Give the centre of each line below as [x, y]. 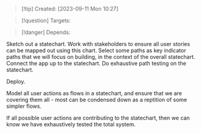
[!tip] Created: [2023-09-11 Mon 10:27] [70, 9]
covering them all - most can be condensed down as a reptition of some [97, 100]
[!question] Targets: [46, 20]
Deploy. [16, 82]
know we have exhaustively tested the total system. [71, 124]
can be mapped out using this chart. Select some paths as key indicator [96, 50]
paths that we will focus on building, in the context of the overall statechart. [101, 57]
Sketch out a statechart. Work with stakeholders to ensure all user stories [98, 44]
